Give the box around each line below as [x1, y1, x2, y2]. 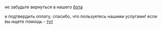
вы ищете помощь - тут [4, 19, 53, 24]
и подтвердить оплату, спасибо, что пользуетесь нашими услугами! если [4, 14, 157, 19]
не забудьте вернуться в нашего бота [4, 4, 83, 10]
